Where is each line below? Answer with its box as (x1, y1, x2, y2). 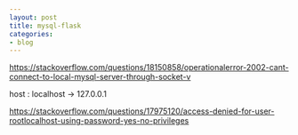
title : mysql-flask (9, 21, 82, 30)
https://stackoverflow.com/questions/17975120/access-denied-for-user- (9, 106, 275, 116)
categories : (9, 29, 53, 38)
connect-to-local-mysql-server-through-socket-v (9, 72, 191, 83)
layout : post (9, 12, 58, 22)
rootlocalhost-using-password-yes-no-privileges (9, 115, 189, 126)
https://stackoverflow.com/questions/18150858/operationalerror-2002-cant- (9, 62, 289, 73)
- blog (9, 37, 34, 47)
